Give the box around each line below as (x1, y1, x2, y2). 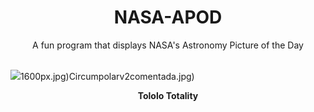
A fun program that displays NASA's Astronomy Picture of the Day (32, 39, 304, 51)
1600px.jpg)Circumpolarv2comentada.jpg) (20, 70, 195, 82)
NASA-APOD (113, 6, 223, 29)
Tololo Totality (137, 89, 199, 101)
